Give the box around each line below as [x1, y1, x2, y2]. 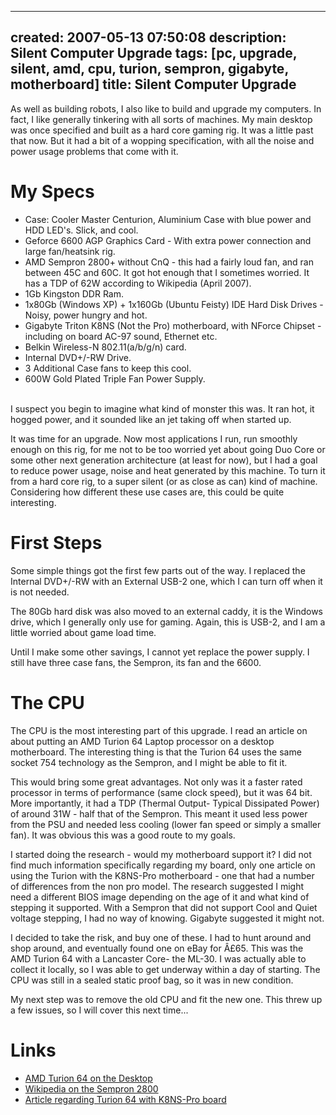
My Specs [10, 181, 95, 203]
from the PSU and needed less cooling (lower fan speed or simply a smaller [10, 818, 322, 830]
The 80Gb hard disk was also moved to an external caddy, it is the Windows [10, 605, 323, 617]
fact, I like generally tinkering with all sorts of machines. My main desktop [10, 113, 313, 125]
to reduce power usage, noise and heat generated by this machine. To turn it [10, 464, 326, 476]
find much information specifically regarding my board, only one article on [10, 859, 316, 871]
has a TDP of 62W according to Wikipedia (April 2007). [24, 277, 252, 289]
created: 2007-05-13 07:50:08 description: [10, 29, 287, 46]
